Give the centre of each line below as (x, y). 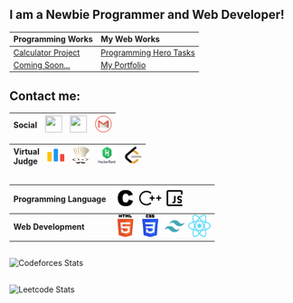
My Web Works (130, 39)
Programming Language (60, 199)
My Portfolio (123, 65)
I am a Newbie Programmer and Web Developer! (147, 15)
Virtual (26, 151)
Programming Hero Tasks (148, 52)
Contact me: (45, 95)
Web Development (49, 227)
